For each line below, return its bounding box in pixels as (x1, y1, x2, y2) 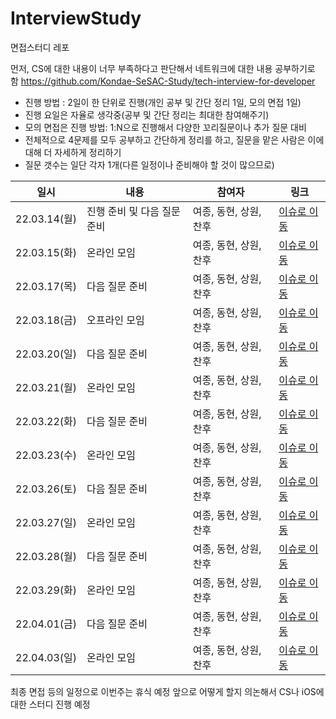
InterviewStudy (10, 7, 142, 30)
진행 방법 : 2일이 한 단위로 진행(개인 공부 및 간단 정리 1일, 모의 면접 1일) (24, 96, 302, 108)
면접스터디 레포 (10, 41, 70, 53)
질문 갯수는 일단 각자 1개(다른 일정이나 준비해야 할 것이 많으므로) (24, 158, 275, 171)
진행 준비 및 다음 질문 (86, 204, 181, 218)
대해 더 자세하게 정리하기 (24, 146, 122, 158)
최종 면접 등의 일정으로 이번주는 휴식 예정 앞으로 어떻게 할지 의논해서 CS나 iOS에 (10, 685, 325, 697)
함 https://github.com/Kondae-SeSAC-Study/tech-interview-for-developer (10, 75, 316, 87)
